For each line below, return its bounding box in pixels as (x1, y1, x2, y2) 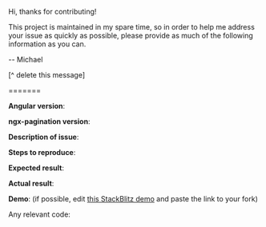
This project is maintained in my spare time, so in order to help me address (8, 22, 255, 31)
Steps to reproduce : (8, 148, 76, 157)
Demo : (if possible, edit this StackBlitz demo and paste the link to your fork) (8, 194, 259, 203)
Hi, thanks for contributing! (8, 7, 97, 16)
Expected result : (8, 163, 64, 173)
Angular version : (8, 102, 66, 110)
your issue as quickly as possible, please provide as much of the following (8, 31, 254, 40)
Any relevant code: (8, 209, 71, 219)
